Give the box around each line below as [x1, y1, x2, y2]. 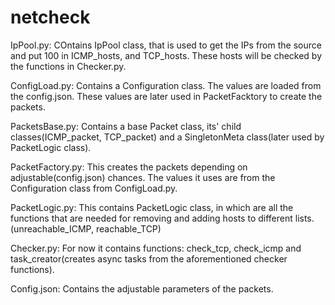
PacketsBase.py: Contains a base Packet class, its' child [10, 120, 242, 132]
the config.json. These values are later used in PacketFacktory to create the [10, 90, 323, 102]
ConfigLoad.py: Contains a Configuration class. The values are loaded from [10, 79, 322, 91]
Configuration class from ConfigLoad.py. [10, 182, 178, 194]
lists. [294, 212, 315, 224]
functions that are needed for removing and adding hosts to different [10, 212, 293, 224]
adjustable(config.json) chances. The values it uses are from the [10, 171, 276, 183]
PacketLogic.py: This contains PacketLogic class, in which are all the [10, 201, 294, 213]
